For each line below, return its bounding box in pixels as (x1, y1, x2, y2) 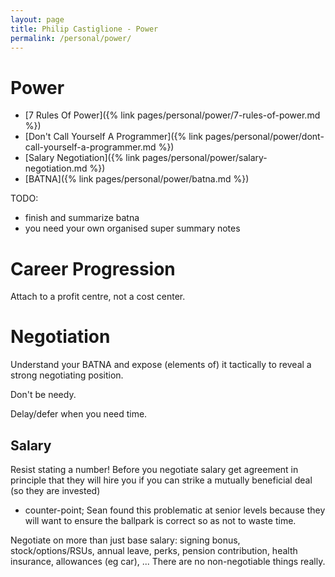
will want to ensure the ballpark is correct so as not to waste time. (24, 515, 297, 526)
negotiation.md (24, 162, 88, 175)
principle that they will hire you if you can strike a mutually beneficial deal (10, 474, 313, 486)
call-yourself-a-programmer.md (24, 141, 157, 153)
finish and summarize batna (24, 212, 140, 224)
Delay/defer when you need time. (10, 408, 148, 420)
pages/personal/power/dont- (204, 131, 325, 143)
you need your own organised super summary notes (24, 222, 241, 235)
